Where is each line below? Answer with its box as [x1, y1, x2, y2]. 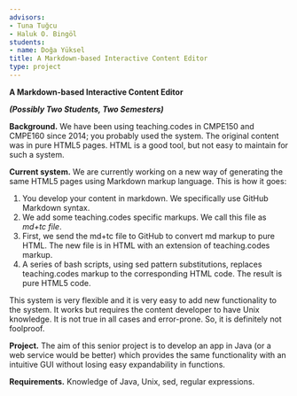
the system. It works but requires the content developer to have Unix [9, 304, 260, 314]
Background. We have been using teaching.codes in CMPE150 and [9, 120, 254, 131]
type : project [9, 63, 62, 72]
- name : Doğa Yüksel [9, 46, 86, 55]
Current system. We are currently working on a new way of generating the [9, 166, 284, 177]
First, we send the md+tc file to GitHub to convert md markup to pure [21, 230, 275, 241]
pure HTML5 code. [21, 277, 91, 288]
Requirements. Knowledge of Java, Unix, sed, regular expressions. [9, 376, 255, 386]
